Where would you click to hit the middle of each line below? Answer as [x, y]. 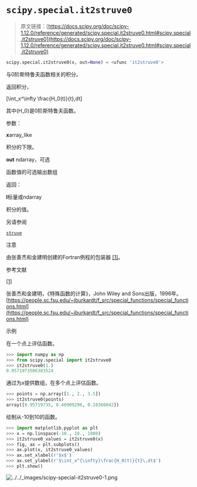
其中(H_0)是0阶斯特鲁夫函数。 [43, 110]
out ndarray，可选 [28, 159]
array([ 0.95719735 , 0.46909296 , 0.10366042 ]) [62, 405]
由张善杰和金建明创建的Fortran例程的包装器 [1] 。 [65, 257]
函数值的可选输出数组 [32, 172]
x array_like [19, 135]
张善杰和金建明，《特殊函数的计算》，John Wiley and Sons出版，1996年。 [94, 293]
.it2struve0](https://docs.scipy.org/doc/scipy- [76, 39]
